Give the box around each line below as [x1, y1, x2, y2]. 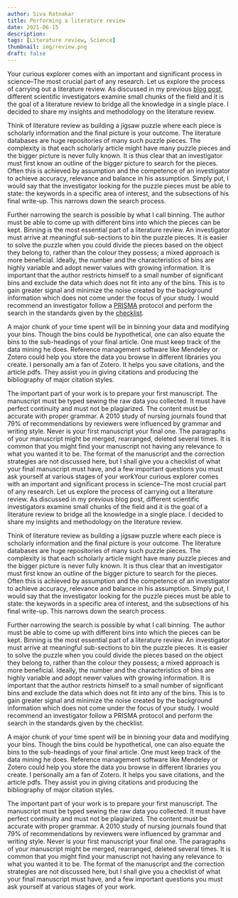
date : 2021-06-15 [7, 23, 59, 31]
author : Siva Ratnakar [7, 10, 75, 18]
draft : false [7, 50, 46, 58]
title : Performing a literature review [7, 17, 126, 24]
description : [7, 30, 46, 38]
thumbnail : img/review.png [7, 43, 87, 50]
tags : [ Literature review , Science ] [7, 37, 116, 44]
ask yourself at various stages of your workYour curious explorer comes [7, 472, 219, 481]
